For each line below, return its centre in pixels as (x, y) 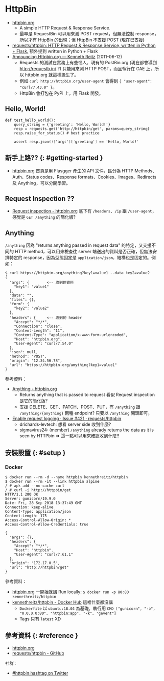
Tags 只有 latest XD (40, 619)
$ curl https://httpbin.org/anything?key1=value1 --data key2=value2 (78, 273)
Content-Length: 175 (26, 516)
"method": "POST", (28, 357)
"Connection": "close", (38, 327)
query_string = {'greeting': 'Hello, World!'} (62, 124)
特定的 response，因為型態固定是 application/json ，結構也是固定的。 (80, 258)
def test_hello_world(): (30, 120)
